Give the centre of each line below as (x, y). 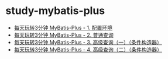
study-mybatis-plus (55, 11)
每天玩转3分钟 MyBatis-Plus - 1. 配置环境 (63, 27)
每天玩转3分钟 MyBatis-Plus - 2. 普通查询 (64, 35)
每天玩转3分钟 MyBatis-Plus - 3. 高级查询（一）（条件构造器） (88, 42)
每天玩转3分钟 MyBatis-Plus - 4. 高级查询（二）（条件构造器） (88, 49)
